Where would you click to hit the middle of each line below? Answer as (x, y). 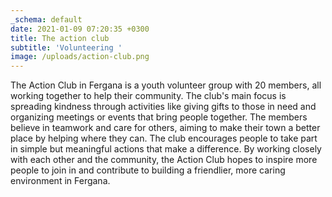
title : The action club (60, 38)
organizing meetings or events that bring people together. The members (159, 117)
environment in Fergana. (60, 181)
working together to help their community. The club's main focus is (148, 96)
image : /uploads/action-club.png (80, 57)
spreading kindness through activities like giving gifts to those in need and (163, 107)
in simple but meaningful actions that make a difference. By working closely (166, 149)
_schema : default (46, 19)
